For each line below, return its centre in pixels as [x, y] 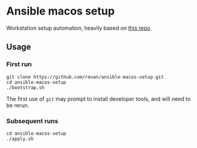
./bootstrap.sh [25, 87]
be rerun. [18, 105]
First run [19, 64]
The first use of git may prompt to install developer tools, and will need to [98, 99]
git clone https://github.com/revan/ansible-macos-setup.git [85, 77]
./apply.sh [20, 139]
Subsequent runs [32, 121]
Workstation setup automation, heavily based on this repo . [79, 28]
